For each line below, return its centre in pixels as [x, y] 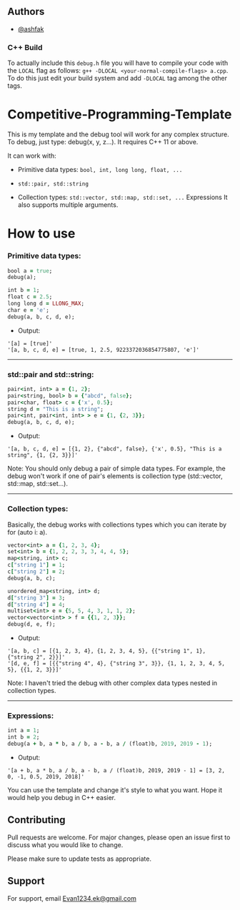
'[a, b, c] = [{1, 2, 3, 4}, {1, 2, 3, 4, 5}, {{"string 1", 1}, [106, 651]
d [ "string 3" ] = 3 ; [36, 598]
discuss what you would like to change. [65, 844]
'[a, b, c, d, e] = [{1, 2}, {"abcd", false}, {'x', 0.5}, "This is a [115, 449]
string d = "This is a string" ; [55, 409]
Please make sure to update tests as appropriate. [80, 859]
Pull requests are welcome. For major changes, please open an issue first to [119, 837]
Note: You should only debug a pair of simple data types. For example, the [117, 469]
